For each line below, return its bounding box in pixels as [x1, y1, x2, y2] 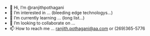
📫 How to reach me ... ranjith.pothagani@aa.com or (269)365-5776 [9, 26, 145, 31]
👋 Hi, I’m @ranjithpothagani [9, 5, 64, 10]
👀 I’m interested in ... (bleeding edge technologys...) [9, 10, 113, 16]
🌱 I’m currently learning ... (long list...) [9, 15, 85, 20]
